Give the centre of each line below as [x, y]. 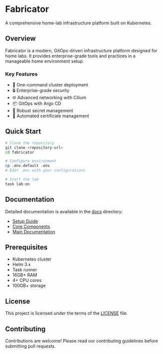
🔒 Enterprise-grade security [41, 90]
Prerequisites [26, 247]
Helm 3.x [21, 265]
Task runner [25, 270]
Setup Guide [25, 221]
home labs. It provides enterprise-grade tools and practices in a [70, 56]
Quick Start [23, 132]
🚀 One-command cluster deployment [50, 85]
